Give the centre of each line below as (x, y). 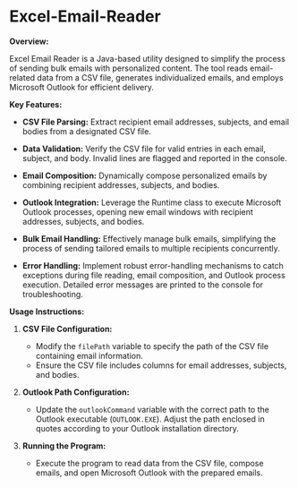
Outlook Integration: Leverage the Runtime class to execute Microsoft (152, 202)
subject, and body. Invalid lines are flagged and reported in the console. (155, 158)
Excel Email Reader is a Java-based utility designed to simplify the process (148, 58)
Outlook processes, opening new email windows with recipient (137, 211)
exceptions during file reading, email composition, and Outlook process (154, 275)
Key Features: (36, 104)
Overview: (29, 41)
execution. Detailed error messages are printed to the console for (143, 285)
